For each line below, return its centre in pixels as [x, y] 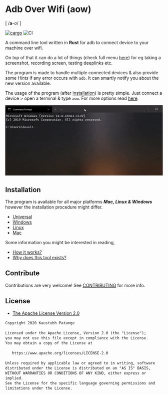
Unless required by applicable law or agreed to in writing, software [80, 363]
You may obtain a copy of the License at [49, 343]
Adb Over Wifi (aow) [48, 9]
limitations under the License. [39, 388]
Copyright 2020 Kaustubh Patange [40, 323]
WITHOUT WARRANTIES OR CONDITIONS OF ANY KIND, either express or [76, 373]
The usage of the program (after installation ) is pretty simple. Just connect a [84, 93]
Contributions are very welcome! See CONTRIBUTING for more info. [75, 285]
